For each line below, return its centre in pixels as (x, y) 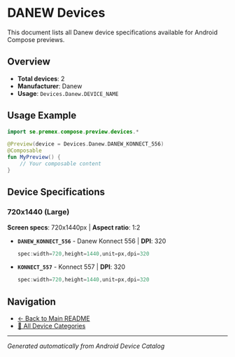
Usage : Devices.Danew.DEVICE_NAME (68, 93)
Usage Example (42, 116)
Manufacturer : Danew (50, 86)
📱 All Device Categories (51, 326)
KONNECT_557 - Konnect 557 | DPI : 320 (71, 267)
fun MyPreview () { (34, 157)
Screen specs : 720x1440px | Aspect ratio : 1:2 (74, 227)
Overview (29, 62)
